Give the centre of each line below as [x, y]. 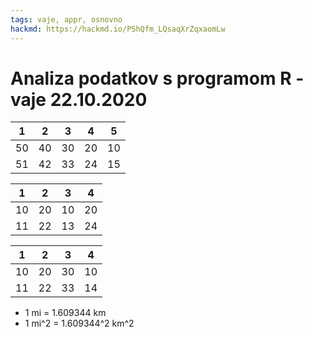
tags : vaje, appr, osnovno [66, 19]
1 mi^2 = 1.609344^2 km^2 [79, 323]
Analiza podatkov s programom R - [157, 78]
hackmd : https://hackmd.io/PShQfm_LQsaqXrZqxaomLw [118, 29]
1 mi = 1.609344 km [65, 313]
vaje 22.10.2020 [79, 99]
